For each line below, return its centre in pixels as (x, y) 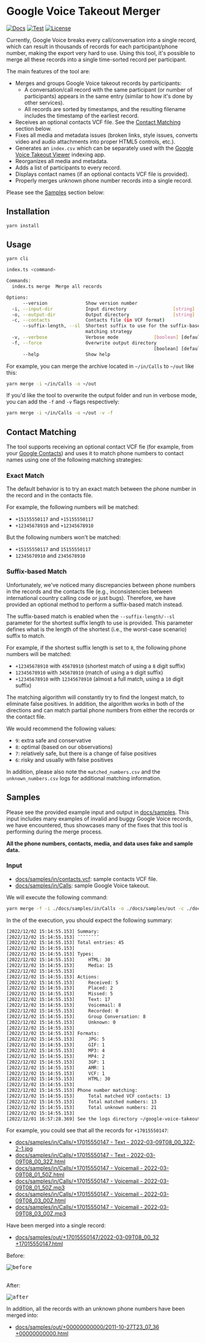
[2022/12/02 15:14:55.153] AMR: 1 (56, 1067)
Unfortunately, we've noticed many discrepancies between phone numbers (101, 585)
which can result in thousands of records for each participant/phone (92, 46)
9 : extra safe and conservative (53, 740)
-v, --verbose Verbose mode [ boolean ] (95, 337)
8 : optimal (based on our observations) (64, 747)
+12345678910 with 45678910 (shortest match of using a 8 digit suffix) (100, 666)
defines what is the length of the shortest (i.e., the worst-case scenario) (97, 629)
